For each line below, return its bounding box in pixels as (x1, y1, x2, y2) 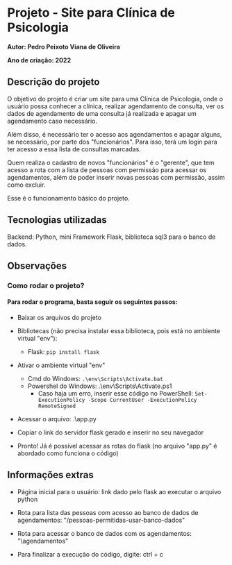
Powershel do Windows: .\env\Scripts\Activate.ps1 (27, 382, 172, 390)
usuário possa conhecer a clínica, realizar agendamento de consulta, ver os (7, 102, 224, 110)
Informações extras (7, 469, 94, 481)
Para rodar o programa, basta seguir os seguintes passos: (7, 298, 178, 306)
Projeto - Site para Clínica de (7, 5, 175, 21)
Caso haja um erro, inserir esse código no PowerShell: (38, 389, 194, 398)
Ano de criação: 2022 (7, 56, 72, 64)
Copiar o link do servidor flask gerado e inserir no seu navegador (17, 428, 204, 437)
